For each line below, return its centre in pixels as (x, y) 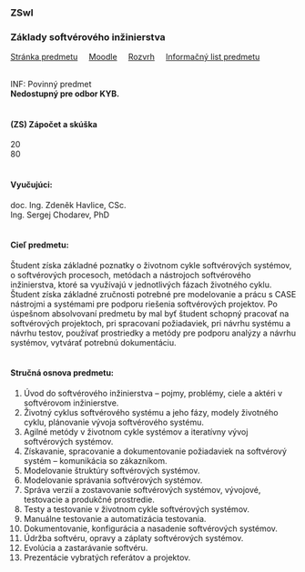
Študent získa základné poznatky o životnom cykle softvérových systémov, (151, 265)
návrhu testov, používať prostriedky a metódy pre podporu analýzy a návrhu (153, 333)
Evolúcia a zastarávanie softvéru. (86, 548)
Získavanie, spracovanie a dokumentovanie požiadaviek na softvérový (155, 451)
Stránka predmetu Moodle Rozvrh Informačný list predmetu (135, 57)
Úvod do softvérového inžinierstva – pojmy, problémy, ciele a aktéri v (153, 394)
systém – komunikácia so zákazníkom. (95, 461)
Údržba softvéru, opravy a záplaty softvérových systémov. (133, 538)
